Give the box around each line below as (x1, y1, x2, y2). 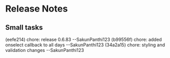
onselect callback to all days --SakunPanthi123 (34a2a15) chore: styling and (5, 42, 165, 48)
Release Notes (5, 3, 68, 15)
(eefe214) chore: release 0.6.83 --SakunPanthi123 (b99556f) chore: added (5, 36, 162, 42)
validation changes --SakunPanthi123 (5, 47, 84, 53)
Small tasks (5, 23, 43, 32)
